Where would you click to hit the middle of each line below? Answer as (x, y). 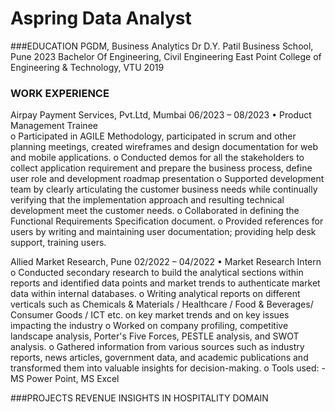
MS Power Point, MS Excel (65, 379)
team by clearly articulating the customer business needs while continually (164, 189)
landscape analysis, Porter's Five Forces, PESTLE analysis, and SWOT (155, 336)
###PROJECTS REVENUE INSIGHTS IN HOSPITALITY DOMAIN (139, 398)
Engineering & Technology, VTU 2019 (87, 67)
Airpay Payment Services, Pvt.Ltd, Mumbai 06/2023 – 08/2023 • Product (161, 115)
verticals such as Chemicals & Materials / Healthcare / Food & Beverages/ (162, 304)
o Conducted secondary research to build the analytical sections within (157, 273)
